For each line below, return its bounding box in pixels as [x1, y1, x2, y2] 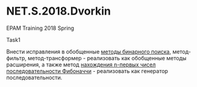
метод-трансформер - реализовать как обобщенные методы [27, 54, 187, 61]
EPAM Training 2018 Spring [6, 24, 75, 32]
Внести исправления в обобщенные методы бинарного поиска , [6, 47, 172, 55]
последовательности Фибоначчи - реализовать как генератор [6, 67, 169, 74]
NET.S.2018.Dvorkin [6, 4, 111, 18]
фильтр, [6, 54, 27, 61]
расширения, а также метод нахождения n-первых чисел [6, 61, 156, 68]
